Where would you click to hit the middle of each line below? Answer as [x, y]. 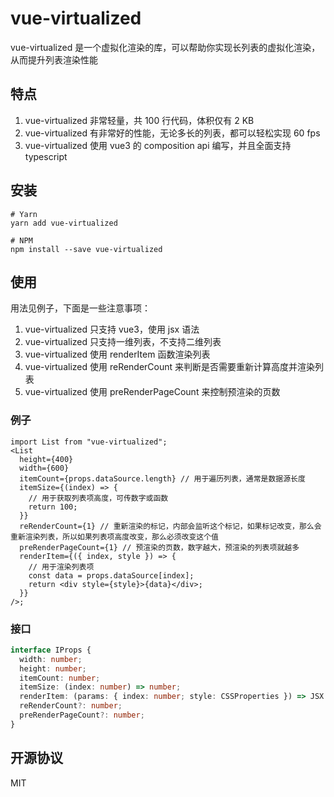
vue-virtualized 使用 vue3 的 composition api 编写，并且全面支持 [158, 145]
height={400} [46, 459]
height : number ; [53, 668]
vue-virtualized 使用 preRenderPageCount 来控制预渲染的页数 [152, 392]
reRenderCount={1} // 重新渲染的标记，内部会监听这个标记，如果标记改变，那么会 [170, 526]
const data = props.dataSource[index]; [111, 575]
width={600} [44, 468]
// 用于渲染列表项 [61, 567]
